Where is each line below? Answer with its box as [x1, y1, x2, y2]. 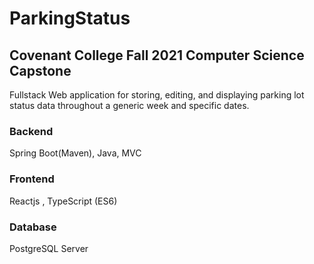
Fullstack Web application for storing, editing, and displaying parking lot [9, 89, 305, 101]
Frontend [9, 172, 55, 186]
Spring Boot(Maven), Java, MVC [9, 147, 142, 159]
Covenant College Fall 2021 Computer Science [9, 47, 305, 64]
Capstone [9, 62, 72, 79]
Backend [9, 124, 54, 138]
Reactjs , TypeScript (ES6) [9, 195, 118, 207]
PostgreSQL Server [9, 242, 89, 254]
